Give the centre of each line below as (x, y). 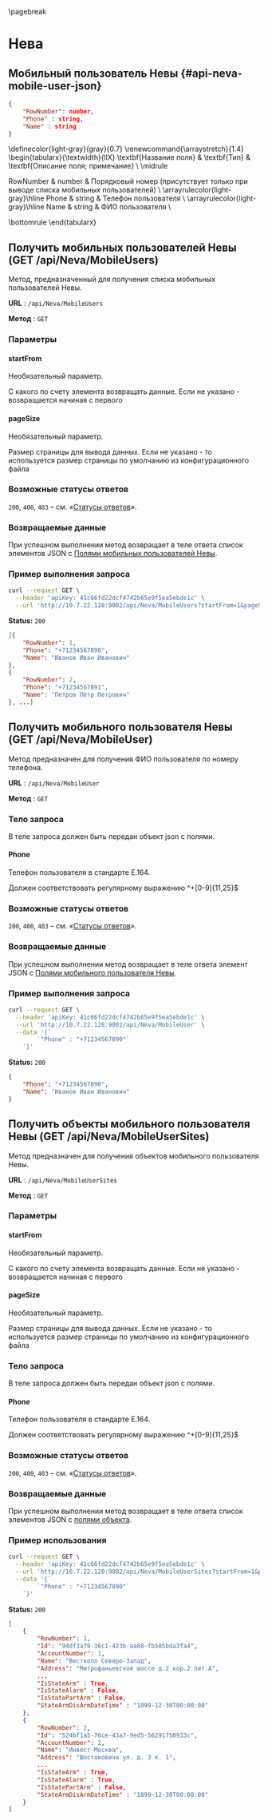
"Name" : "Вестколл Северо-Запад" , (94, 1661)
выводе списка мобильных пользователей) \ (85, 190)
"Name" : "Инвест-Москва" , (80, 1750)
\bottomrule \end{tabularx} (53, 222)
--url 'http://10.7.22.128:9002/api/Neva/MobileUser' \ (110, 1025)
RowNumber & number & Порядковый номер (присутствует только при (128, 181)
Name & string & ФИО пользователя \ (108, 207)
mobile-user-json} (55, 86)
